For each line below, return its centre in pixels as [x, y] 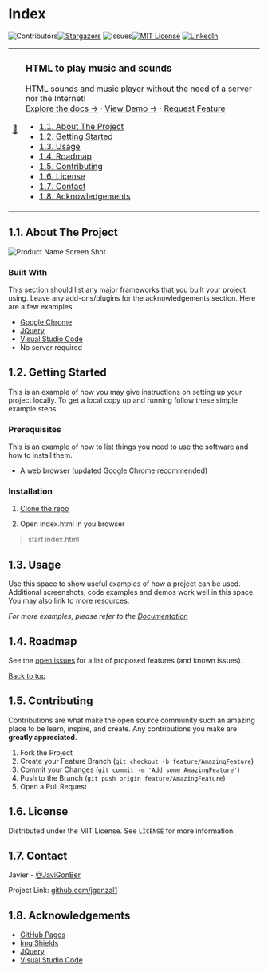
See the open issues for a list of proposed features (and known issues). [126, 660]
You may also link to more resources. [69, 601]
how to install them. [41, 455]
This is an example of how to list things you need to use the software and [128, 447]
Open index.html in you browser [72, 524]
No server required [51, 347]
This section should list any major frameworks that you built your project [127, 289]
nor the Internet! [55, 98]
